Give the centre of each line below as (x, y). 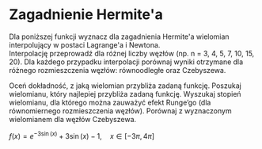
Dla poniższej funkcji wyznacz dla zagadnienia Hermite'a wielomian (119, 36)
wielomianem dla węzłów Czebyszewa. (73, 119)
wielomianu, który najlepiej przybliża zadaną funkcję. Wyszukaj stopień (125, 94)
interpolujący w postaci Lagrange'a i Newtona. (85, 44)
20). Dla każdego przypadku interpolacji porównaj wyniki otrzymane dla (126, 62)
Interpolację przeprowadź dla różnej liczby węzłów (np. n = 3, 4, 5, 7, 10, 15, (132, 53)
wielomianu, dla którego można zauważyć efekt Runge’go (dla (110, 102)
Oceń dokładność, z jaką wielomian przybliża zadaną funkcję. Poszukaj (125, 86)
